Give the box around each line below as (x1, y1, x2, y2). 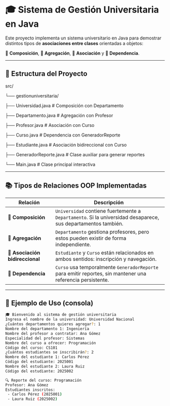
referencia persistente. (55, 276, 109, 283)
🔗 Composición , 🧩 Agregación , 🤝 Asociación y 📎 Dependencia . (5, 50, 140, 56)
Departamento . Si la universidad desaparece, (55, 213, 159, 220)
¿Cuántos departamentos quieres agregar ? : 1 (5, 322, 101, 327)
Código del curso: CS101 (5, 345, 58, 350)
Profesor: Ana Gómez (5, 382, 49, 387)
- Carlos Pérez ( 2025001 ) (7, 392, 62, 397)
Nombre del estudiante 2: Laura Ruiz (5, 364, 85, 369)
